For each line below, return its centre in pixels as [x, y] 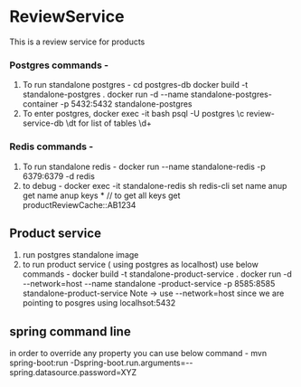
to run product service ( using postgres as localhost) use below [141, 265]
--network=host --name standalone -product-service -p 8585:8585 [149, 284]
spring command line [70, 331]
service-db [43, 123]
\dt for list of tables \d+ [108, 123]
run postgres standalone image [80, 255]
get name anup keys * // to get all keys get [101, 195]
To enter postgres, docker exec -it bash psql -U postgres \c [133, 114]
